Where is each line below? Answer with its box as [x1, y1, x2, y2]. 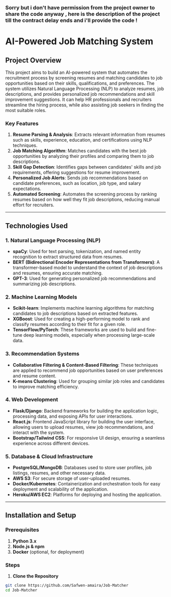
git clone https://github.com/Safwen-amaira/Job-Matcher [5, 583, 129, 588]
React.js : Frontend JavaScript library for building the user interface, [12, 418, 155, 424]
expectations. [12, 185, 42, 192]
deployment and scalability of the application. [12, 486, 108, 493]
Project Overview [5, 56, 62, 65]
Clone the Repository [12, 573, 59, 579]
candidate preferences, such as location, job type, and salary [12, 180, 141, 186]
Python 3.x [12, 538, 37, 544]
